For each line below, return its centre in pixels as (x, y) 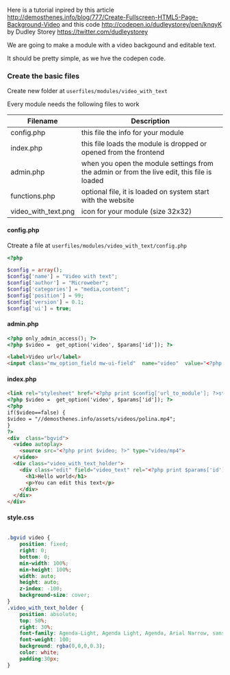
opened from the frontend (123, 152)
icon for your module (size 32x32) (136, 212)
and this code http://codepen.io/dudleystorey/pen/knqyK (142, 24)
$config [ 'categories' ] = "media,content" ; (68, 289)
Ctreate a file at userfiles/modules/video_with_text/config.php (97, 245)
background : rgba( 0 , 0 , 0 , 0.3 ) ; (63, 646)
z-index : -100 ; (41, 589)
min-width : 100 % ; (44, 563)
